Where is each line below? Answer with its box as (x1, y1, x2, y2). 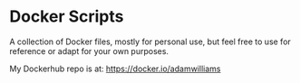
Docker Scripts (9, 6, 124, 27)
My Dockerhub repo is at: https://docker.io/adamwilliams (9, 63, 221, 74)
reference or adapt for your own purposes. (9, 45, 169, 56)
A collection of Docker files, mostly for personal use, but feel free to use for (9, 36, 292, 47)
